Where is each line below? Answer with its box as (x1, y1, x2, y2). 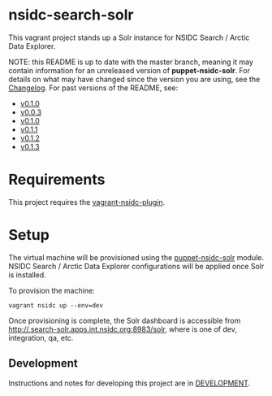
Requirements (8, 171, 106, 189)
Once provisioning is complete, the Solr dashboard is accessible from (8, 315, 241, 325)
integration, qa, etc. (8, 333, 74, 342)
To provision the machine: (8, 285, 95, 295)
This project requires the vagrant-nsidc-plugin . (8, 197, 166, 207)
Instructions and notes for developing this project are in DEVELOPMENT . (8, 378, 251, 388)
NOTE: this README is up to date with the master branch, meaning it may (8, 57, 254, 67)
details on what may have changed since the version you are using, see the (8, 74, 261, 84)
